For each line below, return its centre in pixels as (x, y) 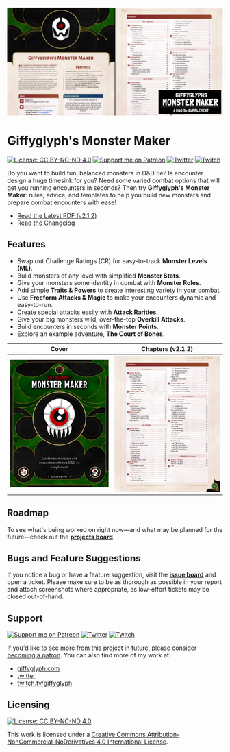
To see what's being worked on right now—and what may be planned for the (115, 529)
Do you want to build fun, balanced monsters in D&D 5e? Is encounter (105, 173)
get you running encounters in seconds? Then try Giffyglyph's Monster (108, 187)
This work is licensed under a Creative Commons (76, 735)
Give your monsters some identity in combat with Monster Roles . (109, 282)
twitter (26, 676)
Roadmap (28, 513)
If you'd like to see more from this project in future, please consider (102, 648)
